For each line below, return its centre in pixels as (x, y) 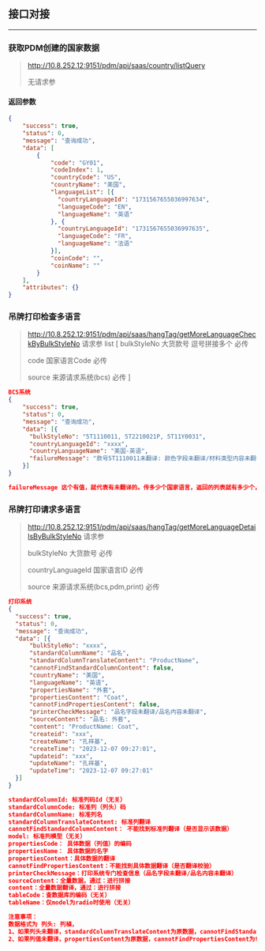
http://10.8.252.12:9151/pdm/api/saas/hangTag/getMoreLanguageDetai (142, 527)
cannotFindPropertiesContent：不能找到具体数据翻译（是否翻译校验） (112, 866)
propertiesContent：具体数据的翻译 (62, 859)
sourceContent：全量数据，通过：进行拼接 (69, 881)
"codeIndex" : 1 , (77, 170)
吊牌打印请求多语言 (45, 509)
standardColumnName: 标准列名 (55, 814)
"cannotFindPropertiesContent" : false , (94, 705)
